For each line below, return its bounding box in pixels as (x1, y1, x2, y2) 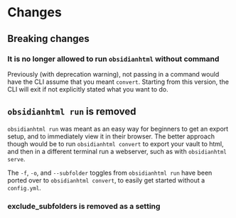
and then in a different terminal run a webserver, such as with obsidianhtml (7, 147, 227, 156)
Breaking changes (7, 33, 90, 45)
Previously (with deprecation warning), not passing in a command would (7, 70, 220, 78)
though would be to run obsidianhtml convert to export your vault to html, (7, 139, 224, 148)
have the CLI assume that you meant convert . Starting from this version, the (7, 77, 230, 86)
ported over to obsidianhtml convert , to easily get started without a (7, 175, 205, 185)
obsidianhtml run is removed (7, 106, 136, 118)
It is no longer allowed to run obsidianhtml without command (7, 54, 220, 64)
